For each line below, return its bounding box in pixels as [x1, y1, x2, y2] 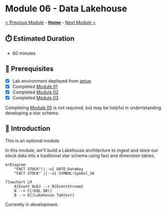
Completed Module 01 [12, 83, 58, 90]
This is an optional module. [5, 137, 61, 143]
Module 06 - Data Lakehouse [5, 3, 128, 14]
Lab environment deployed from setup [12, 78, 91, 84]
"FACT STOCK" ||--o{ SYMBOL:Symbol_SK [14, 171, 95, 176]
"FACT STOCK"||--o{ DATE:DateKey [14, 166, 84, 172]
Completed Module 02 [12, 89, 59, 95]
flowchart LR [5, 180, 32, 185]
